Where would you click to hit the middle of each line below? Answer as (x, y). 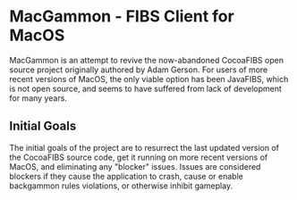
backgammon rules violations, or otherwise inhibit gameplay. (121, 186)
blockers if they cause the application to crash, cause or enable (126, 176)
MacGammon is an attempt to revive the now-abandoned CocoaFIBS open (147, 60)
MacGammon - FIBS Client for (122, 17)
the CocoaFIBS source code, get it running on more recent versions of (139, 157)
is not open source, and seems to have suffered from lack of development (145, 88)
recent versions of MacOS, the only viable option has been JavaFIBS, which (149, 79)
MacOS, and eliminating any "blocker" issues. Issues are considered (135, 166)
